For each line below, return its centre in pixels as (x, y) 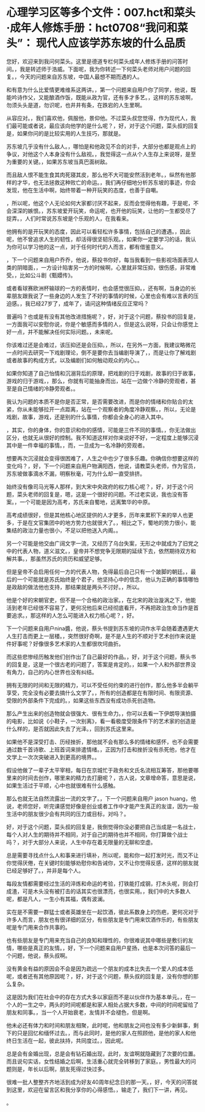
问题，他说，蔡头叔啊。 (41, 955)
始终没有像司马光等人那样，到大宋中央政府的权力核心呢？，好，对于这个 (97, 486)
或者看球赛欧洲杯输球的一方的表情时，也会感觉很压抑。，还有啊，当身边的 (99, 288)
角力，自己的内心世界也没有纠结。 (54, 672)
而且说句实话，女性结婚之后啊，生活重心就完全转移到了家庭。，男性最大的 (99, 1061)
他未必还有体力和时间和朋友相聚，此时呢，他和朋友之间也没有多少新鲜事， (100, 1025)
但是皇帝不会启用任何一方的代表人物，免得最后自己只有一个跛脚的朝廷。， (99, 571)
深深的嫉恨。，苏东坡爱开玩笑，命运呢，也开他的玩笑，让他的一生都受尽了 (104, 211)
